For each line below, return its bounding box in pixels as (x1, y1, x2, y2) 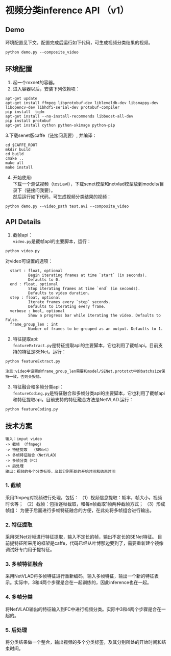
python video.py (5, 248, 40, 253)
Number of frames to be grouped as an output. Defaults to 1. (28, 326, 163, 331)
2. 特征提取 (5, 521, 33, 528)
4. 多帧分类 (5, 593, 33, 600)
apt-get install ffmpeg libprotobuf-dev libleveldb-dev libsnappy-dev (5, 100, 159, 105)
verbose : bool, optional (10, 308, 65, 313)
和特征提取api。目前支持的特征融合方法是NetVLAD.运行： (12, 396, 134, 402)
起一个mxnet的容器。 (12, 79, 58, 85)
